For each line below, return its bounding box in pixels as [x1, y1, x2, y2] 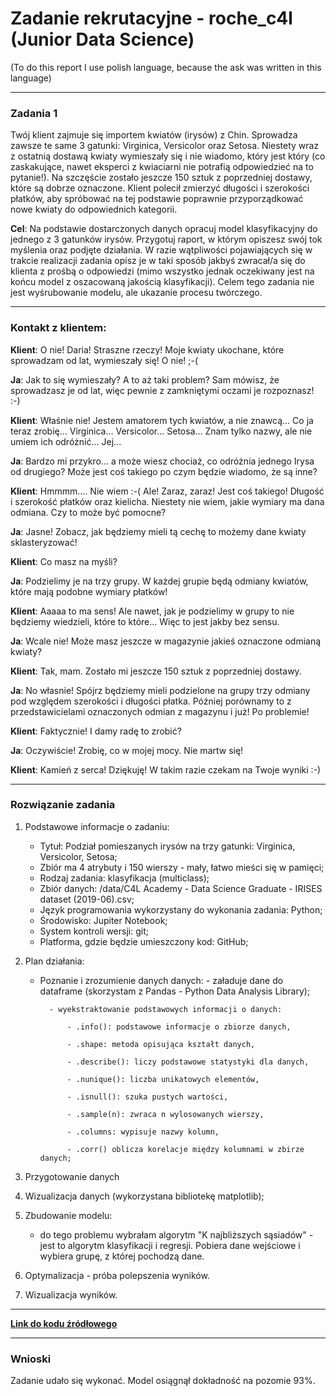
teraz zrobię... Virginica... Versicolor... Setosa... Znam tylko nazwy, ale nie [10, 425, 313, 437]
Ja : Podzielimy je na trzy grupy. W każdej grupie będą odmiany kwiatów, [10, 575, 309, 587]
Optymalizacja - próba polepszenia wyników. [24, 1269, 210, 1281]
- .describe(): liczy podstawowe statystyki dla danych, [66, 1057, 310, 1067]
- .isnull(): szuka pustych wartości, [66, 1092, 229, 1102]
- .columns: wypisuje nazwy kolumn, [66, 1127, 220, 1137]
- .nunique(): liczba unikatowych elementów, [66, 1074, 260, 1084]
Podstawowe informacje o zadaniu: [24, 820, 170, 832]
